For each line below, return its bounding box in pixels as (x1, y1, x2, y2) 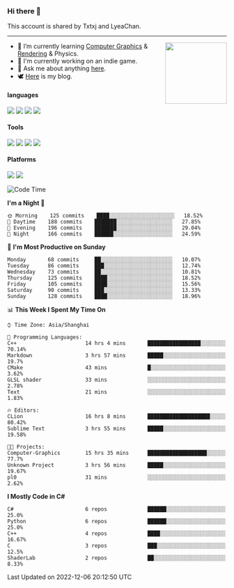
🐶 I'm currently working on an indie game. (17, 57, 138, 65)
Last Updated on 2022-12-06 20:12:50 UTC (7, 573, 132, 581)
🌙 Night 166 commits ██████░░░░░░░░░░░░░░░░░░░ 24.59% (7, 230, 201, 238)
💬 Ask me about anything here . (17, 64, 107, 72)
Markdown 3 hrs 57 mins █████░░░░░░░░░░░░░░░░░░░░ (7, 352, 226, 359)
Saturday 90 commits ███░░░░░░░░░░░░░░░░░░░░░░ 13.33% (7, 286, 201, 293)
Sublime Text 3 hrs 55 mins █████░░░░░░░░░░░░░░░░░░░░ (7, 425, 226, 432)
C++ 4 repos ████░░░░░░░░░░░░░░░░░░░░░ (7, 529, 226, 537)
